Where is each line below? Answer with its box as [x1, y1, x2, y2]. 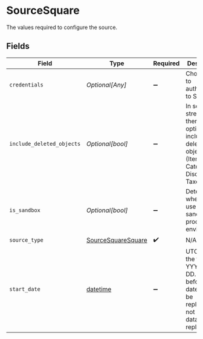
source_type [9, 237, 44, 244]
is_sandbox [9, 207, 40, 213]
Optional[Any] [86, 80, 127, 89]
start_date [9, 285, 40, 292]
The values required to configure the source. [6, 24, 118, 31]
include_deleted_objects [9, 140, 81, 147]
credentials [9, 81, 44, 88]
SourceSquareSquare [86, 236, 147, 245]
